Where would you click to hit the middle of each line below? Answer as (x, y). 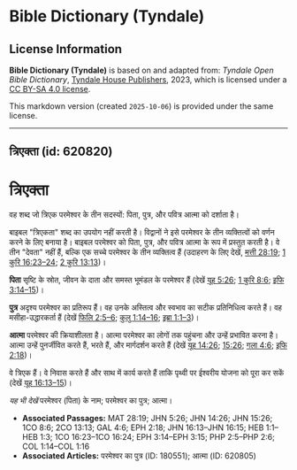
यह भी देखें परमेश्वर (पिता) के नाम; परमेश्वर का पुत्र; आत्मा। (91, 401)
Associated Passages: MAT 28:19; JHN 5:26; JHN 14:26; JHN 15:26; (147, 419)
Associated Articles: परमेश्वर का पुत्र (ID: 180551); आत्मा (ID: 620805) (139, 456)
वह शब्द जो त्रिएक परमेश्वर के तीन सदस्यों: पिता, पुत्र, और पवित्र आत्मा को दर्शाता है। (125, 215)
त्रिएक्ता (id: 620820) (61, 152)
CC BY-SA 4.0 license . (50, 89)
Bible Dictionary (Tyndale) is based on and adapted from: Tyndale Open (141, 70)
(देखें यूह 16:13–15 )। (41, 383)
